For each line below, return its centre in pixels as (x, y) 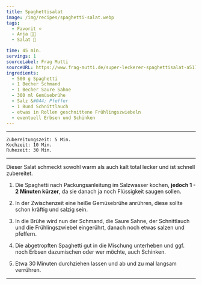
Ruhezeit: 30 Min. (29, 150)
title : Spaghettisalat (35, 12)
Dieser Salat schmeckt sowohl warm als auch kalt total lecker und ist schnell (101, 167)
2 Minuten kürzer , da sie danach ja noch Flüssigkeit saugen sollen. (98, 192)
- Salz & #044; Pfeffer (40, 101)
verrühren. (28, 270)
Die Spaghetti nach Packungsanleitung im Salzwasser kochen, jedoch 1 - (105, 185)
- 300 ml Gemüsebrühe (39, 96)
